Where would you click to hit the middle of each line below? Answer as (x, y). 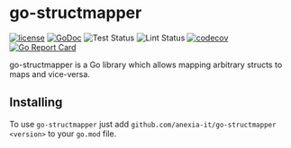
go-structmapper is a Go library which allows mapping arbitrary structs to (146, 65)
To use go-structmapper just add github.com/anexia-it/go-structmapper (143, 124)
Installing (36, 103)
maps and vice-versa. (50, 74)
